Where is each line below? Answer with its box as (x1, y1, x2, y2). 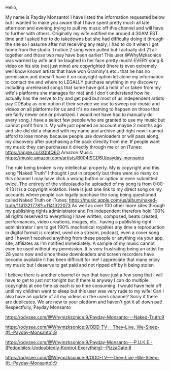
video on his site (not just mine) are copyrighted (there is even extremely (5, 63, 157, 69)
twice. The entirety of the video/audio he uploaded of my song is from (5, 181, 152, 187)
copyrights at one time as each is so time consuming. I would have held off (5, 282, 162, 289)
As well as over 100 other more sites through (72, 203, 165, 208)
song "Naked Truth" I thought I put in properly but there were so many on (5, 170, 158, 176)
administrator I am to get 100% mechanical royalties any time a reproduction (5, 224, 165, 230)
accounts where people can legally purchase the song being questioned (5, 192, 156, 197)
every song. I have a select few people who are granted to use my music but (5, 117, 165, 123)
